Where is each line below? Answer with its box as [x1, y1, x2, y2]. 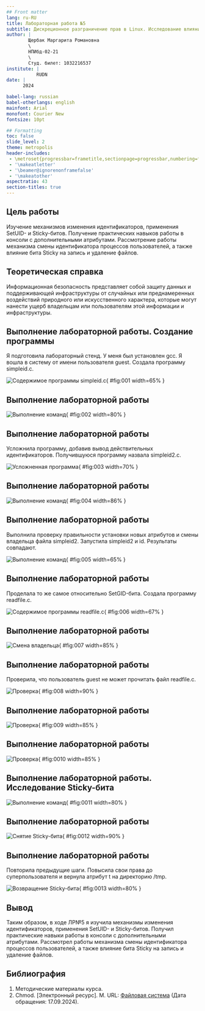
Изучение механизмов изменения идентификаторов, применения [6, 223, 179, 230]
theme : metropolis [6, 145, 53, 151]
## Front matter [6, 9, 48, 15]
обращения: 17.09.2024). [15, 998, 79, 1005]
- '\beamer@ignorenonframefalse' [9, 167, 95, 173]
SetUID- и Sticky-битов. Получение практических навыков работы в [6, 230, 184, 237]
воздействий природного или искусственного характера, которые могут [6, 295, 197, 303]
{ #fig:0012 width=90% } [62, 833, 125, 840]
